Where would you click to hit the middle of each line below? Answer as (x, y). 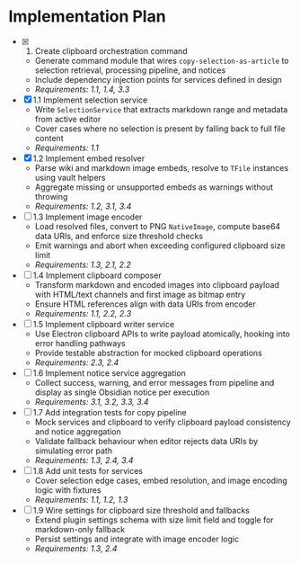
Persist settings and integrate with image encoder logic (137, 539)
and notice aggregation (78, 431)
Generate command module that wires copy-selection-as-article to (162, 60)
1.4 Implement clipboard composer (97, 275)
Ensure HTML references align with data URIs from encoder (146, 304)
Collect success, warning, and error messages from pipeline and (154, 382)
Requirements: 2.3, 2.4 (77, 362)
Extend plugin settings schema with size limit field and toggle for (154, 520)
